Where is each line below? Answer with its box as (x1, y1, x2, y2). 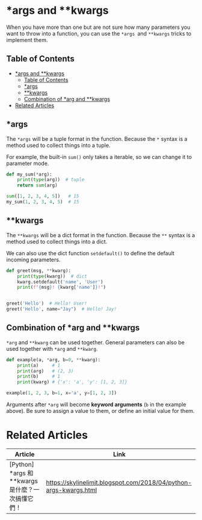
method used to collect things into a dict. (6, 238, 108, 245)
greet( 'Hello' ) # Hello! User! (6, 300, 87, 307)
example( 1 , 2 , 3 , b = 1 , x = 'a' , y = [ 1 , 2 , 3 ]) (6, 390, 117, 396)
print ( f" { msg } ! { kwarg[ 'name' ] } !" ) (17, 284, 106, 291)
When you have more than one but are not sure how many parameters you (6, 23, 191, 31)
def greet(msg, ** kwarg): (6, 267, 71, 274)
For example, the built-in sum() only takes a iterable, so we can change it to (6, 153, 192, 160)
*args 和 (9, 469, 34, 477)
